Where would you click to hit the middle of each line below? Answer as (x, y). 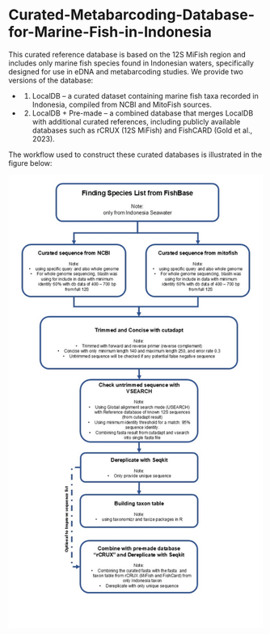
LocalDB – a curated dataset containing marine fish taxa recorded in (145, 95)
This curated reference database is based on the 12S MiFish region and (127, 54)
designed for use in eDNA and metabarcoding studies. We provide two (126, 71)
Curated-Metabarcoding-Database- (132, 15)
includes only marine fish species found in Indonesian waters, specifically (131, 63)
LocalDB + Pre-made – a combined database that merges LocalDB (143, 113)
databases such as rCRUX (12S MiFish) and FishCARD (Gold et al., (142, 130)
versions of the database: (51, 80)
